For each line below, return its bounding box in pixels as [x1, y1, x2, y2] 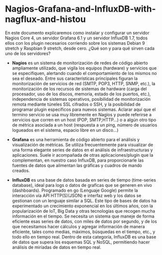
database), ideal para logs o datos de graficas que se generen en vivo [12, 182, 152, 188]
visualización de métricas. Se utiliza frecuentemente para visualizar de [12, 142, 154, 147]
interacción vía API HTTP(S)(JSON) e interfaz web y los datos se [12, 192, 142, 198]
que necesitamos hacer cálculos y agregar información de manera [12, 223, 145, 229]
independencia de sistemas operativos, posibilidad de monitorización [12, 96, 151, 102]
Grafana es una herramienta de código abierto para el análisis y [12, 136, 140, 142]
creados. [12, 167, 30, 173]
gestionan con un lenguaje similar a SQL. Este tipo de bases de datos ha [12, 198, 157, 203]
